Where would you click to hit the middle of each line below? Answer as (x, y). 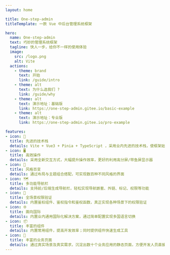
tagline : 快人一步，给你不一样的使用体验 (48, 47)
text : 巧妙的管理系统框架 (34, 43)
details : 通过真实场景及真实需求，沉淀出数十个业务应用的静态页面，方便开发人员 (84, 245)
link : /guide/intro (39, 80)
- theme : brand (30, 71)
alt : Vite (25, 61)
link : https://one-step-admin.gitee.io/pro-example (74, 123)
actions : (19, 66)
